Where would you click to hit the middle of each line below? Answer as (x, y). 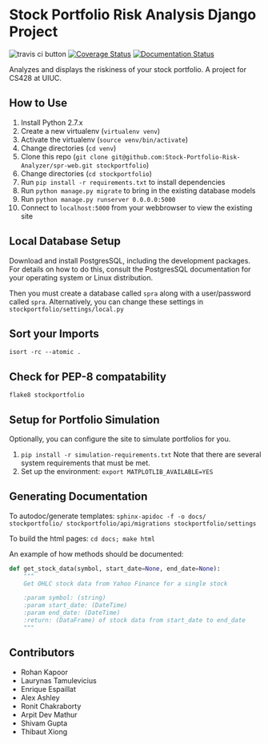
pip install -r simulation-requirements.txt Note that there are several (141, 454)
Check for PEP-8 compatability (88, 377)
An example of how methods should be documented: (96, 553)
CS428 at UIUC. (36, 78)
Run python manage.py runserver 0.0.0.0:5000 (98, 199)
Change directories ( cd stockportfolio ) (86, 173)
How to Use (38, 103)
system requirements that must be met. (85, 463)
